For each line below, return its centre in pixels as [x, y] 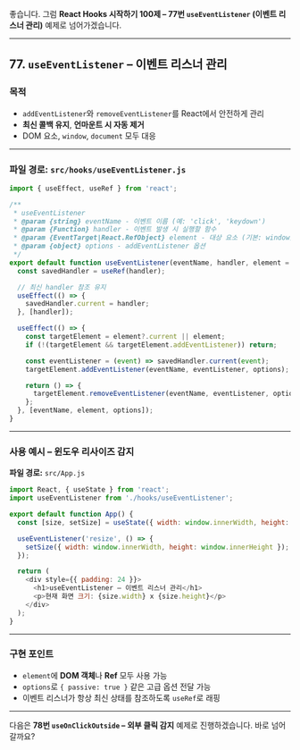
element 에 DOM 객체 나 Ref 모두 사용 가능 [95, 675]
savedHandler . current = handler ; [87, 304]
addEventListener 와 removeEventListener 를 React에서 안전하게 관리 [143, 113]
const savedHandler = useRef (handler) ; [92, 271]
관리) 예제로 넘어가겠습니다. [74, 25]
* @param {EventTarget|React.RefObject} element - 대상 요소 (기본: [137, 238]
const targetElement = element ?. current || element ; [125, 337]
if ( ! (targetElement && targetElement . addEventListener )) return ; [151, 345]
